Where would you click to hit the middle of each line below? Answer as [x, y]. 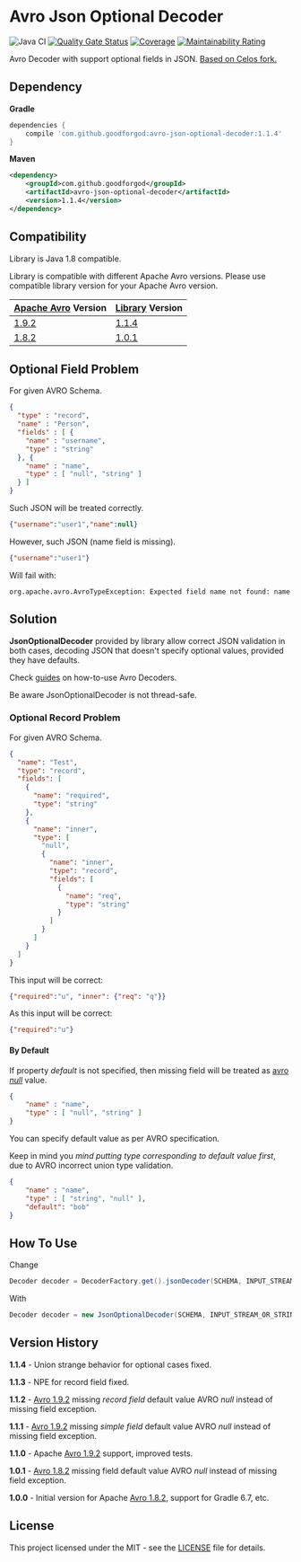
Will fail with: [33, 575]
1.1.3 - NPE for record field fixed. [69, 1381]
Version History [54, 1343]
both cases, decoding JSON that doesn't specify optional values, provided [146, 650]
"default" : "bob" [58, 1207]
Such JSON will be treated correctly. [77, 508]
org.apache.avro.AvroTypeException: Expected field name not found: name [150, 591]
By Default [29, 1050]
